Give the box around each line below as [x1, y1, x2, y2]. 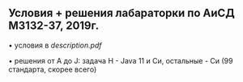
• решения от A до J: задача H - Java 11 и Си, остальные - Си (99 [8, 55, 233, 65]
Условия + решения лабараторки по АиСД [8, 6, 235, 20]
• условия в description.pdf [8, 40, 103, 50]
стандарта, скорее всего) [8, 64, 97, 74]
